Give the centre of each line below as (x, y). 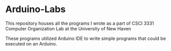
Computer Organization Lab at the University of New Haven (68, 28)
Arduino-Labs (35, 9)
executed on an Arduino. (31, 43)
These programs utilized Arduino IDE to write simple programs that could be (85, 38)
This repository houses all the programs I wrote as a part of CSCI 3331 (80, 23)
